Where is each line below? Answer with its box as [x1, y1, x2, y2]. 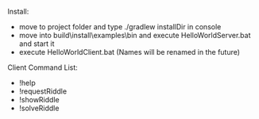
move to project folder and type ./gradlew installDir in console [18, 22, 222, 31]
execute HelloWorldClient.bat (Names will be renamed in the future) [18, 48, 240, 56]
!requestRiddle [18, 86, 68, 96]
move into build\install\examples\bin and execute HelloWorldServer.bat [18, 31, 251, 40]
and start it [18, 39, 55, 48]
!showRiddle [18, 95, 60, 104]
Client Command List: [7, 63, 79, 72]
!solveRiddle [18, 103, 60, 113]
